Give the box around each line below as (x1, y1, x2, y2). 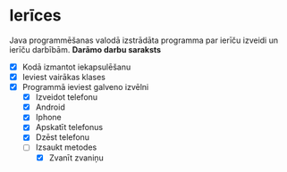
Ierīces (9, 5, 62, 26)
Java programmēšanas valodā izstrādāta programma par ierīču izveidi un (9, 35, 279, 45)
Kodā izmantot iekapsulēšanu (21, 61, 131, 72)
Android (35, 102, 65, 112)
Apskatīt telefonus (35, 122, 104, 133)
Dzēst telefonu (35, 132, 90, 143)
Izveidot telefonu (35, 92, 98, 102)
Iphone (35, 112, 63, 123)
